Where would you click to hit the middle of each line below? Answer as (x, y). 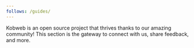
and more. (18, 40)
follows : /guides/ (28, 11)
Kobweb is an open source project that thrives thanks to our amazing (89, 28)
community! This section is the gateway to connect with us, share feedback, (98, 34)
